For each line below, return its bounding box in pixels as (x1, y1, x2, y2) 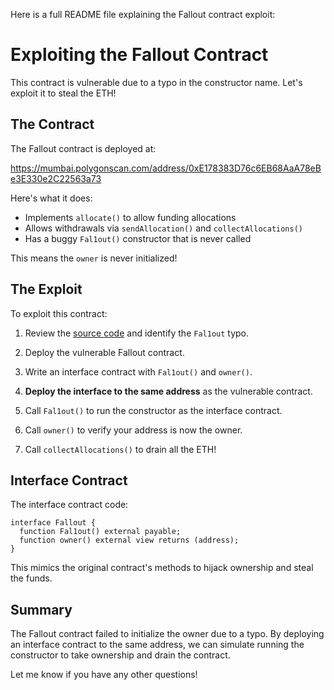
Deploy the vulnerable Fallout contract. (24, 346, 185, 358)
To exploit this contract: (10, 307, 108, 319)
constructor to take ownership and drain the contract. (10, 649, 231, 661)
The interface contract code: (10, 499, 129, 511)
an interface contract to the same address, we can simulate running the (10, 639, 305, 651)
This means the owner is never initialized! (10, 252, 178, 264)
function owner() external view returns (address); (19, 535, 240, 546)
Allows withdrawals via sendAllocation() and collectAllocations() (24, 222, 303, 234)
